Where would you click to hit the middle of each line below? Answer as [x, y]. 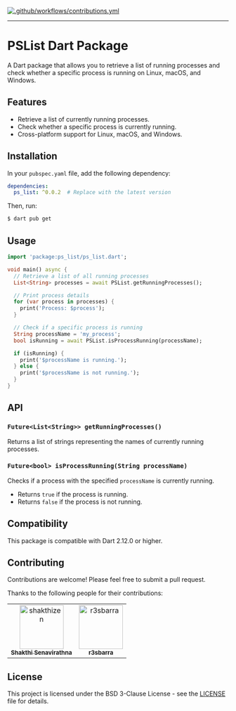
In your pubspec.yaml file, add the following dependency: [89, 173]
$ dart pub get [29, 219]
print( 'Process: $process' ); [63, 308]
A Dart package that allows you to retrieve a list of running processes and [113, 65]
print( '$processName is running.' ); [74, 360]
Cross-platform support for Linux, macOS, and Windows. [100, 134]
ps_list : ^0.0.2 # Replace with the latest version [92, 193]
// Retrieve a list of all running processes [81, 276]
